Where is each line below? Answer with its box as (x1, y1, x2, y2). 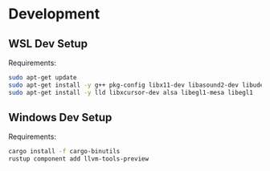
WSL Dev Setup (8, 37, 88, 51)
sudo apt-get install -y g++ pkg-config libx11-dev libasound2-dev (8, 81, 239, 89)
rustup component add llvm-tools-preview (8, 155, 149, 163)
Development (8, 5, 100, 23)
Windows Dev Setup (8, 111, 112, 124)
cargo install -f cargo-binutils (8, 148, 121, 156)
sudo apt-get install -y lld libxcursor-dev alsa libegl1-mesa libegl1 (8, 88, 253, 96)
